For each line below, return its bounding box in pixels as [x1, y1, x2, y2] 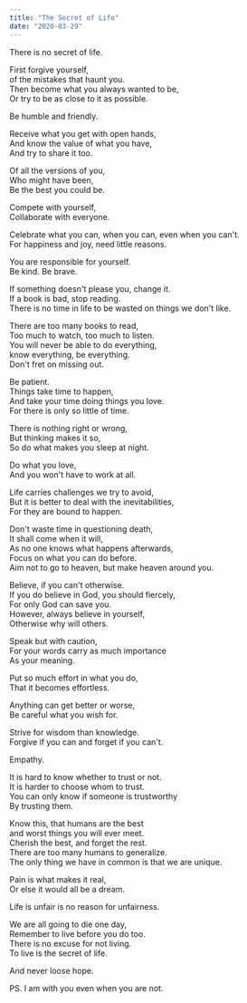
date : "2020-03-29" [9, 22, 83, 31]
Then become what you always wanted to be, [9, 83, 179, 94]
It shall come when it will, [9, 533, 104, 544]
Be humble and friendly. [9, 111, 99, 121]
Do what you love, [9, 459, 77, 470]
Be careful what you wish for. [9, 709, 119, 720]
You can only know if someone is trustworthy [9, 790, 178, 802]
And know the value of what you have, [9, 138, 152, 149]
